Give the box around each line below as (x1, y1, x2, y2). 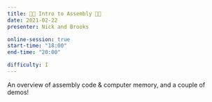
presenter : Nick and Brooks (7, 23, 90, 30)
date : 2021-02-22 (7, 17, 58, 24)
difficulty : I (7, 61, 49, 68)
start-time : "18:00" (7, 43, 68, 50)
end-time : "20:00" (7, 49, 61, 56)
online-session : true (7, 36, 71, 43)
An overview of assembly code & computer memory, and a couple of (7, 80, 206, 89)
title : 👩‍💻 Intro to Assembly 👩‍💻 (7, 10, 101, 17)
